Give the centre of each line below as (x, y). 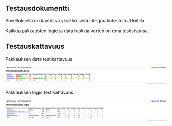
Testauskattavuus (35, 47)
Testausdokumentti (37, 8)
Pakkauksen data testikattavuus (39, 59)
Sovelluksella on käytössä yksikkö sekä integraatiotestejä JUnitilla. (75, 20)
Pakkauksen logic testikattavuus (39, 92)
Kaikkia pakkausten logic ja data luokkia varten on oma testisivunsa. (77, 31)
